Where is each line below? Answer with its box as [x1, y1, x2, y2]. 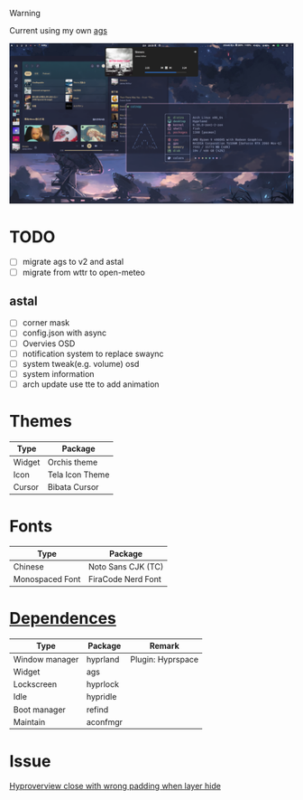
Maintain [13, 716, 46, 727]
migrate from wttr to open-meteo [22, 267, 146, 278]
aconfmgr [86, 716, 124, 727]
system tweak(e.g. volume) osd [22, 358, 140, 369]
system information [22, 368, 95, 379]
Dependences [9, 608, 117, 629]
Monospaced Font [13, 574, 81, 585]
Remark [149, 641, 179, 652]
